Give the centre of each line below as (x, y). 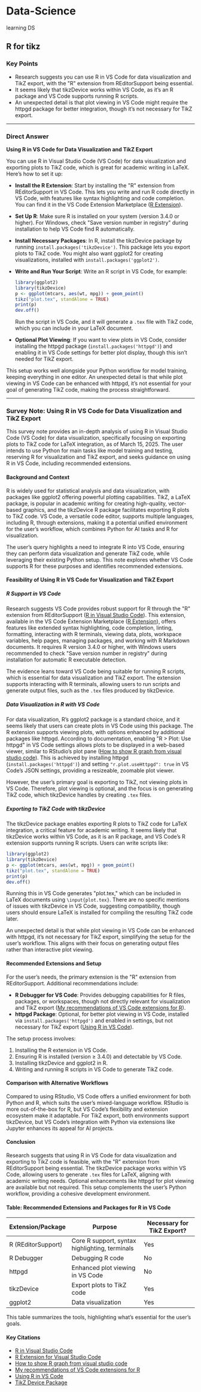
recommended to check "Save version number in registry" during (87, 654)
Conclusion (21, 1142)
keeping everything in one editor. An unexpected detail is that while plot (95, 377)
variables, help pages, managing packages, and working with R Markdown (98, 640)
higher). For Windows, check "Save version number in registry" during (101, 222)
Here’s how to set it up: (34, 174)
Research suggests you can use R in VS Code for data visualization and (103, 77)
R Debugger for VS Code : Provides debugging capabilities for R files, (100, 995)
